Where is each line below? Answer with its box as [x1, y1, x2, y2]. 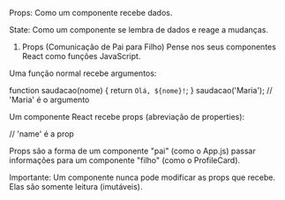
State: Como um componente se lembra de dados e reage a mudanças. [9, 25, 269, 34]
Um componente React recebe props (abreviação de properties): [9, 112, 245, 122]
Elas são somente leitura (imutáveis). [9, 181, 143, 192]
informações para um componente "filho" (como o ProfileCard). [9, 155, 241, 166]
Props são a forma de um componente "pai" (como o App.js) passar [9, 145, 256, 156]
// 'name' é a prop [9, 129, 75, 139]
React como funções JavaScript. [21, 51, 141, 61]
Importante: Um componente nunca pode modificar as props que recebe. [9, 172, 276, 182]
